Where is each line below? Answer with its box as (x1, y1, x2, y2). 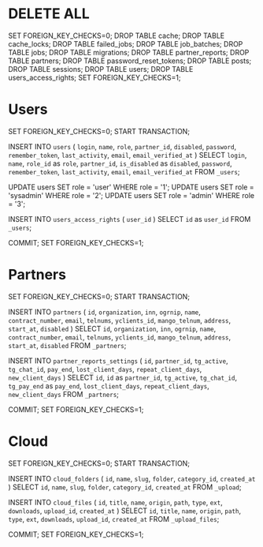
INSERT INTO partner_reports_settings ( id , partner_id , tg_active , (8, 356, 228, 365)
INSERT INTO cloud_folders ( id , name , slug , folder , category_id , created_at (8, 474, 256, 483)
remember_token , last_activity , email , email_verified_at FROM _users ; (8, 167, 240, 176)
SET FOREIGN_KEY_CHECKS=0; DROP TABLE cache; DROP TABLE (8, 31, 225, 40)
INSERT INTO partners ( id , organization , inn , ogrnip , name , (8, 307, 201, 317)
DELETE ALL (8, 5, 90, 23)
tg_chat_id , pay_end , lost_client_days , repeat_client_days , (8, 364, 202, 373)
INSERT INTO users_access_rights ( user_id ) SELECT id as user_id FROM (8, 214, 251, 223)
